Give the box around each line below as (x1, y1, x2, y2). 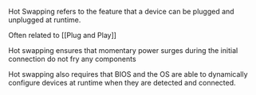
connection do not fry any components (8, 55, 137, 63)
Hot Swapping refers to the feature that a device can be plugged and (8, 7, 234, 16)
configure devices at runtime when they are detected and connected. (8, 78, 237, 87)
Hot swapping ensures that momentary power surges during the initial (8, 46, 238, 55)
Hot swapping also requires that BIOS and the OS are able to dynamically (8, 70, 249, 78)
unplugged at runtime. (8, 15, 81, 25)
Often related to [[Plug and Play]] (8, 31, 117, 40)
